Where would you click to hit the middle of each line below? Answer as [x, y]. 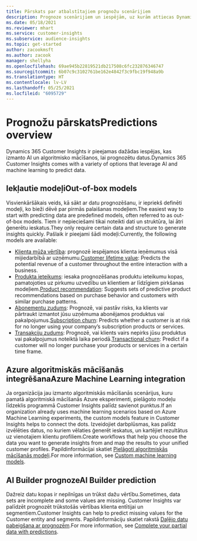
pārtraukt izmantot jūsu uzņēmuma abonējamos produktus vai [89, 314]
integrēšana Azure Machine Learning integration [96, 379]
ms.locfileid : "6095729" [36, 93]
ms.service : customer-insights [44, 33]
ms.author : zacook [28, 55]
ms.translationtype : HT [35, 77]
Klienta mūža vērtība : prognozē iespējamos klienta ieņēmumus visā [96, 251]
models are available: [32, 240]
